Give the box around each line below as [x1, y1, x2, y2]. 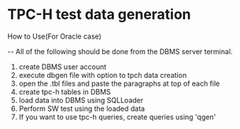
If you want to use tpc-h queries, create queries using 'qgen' [18, 112, 216, 121]
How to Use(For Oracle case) [7, 31, 102, 41]
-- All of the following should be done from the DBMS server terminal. [7, 46, 233, 56]
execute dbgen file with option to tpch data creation [18, 70, 187, 79]
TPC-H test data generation [7, 6, 191, 24]
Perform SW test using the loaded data [18, 104, 146, 113]
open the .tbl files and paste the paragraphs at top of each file [18, 79, 220, 88]
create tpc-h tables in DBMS [18, 87, 111, 96]
